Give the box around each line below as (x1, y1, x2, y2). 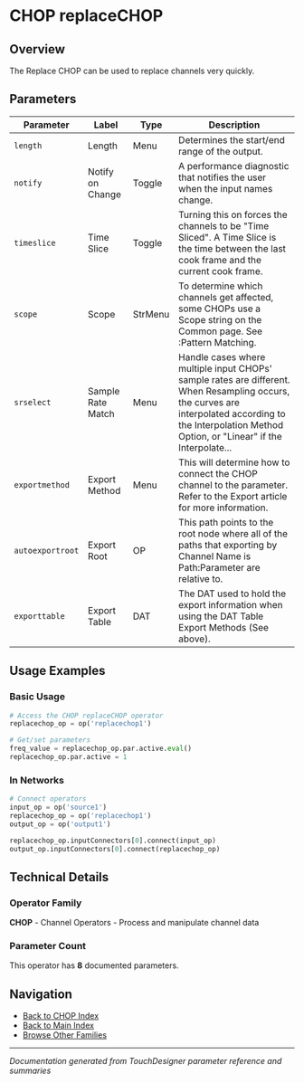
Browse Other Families (22, 1030, 107, 1040)
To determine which (177, 280, 263, 292)
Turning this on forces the (177, 208, 288, 221)
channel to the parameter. (177, 479, 289, 491)
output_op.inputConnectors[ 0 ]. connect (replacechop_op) (9, 844, 221, 853)
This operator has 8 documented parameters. (9, 960, 179, 971)
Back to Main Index (22, 1020, 95, 1031)
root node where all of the (177, 527, 288, 539)
